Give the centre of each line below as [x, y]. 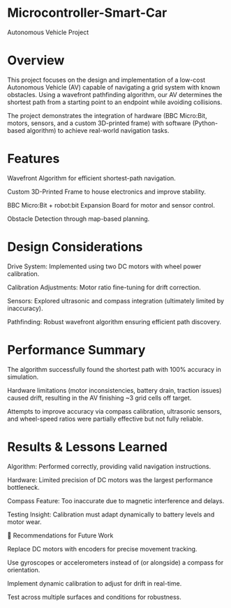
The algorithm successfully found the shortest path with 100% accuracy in [114, 369]
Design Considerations [75, 247]
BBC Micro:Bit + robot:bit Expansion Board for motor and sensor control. [111, 205]
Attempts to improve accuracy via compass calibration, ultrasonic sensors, [114, 411]
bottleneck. [23, 487]
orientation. [24, 570]
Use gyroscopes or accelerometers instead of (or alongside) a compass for [115, 562]
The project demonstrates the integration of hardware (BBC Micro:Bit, [107, 115]
